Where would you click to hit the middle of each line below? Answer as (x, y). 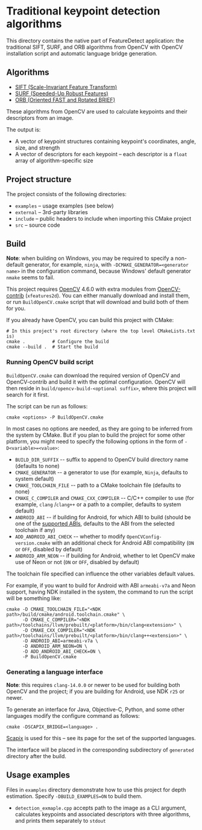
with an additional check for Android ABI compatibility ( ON (123, 543)
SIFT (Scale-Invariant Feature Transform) (66, 87)
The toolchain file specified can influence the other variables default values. (101, 574)
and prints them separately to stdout (60, 820)
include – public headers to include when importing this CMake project (103, 218)
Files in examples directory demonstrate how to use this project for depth (96, 790)
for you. (16, 308)
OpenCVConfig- (144, 537)
